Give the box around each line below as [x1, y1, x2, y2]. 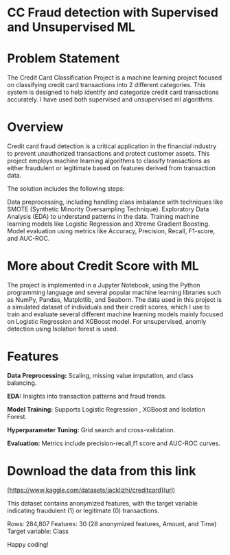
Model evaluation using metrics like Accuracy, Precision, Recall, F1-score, [7, 227, 216, 235]
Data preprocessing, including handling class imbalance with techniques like [7, 198, 223, 206]
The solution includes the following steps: [7, 185, 125, 193]
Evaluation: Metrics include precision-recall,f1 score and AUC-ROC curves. [7, 439, 221, 447]
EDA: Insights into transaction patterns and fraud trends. [7, 392, 167, 400]
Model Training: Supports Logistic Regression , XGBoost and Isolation [7, 405, 206, 413]
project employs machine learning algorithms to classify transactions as [7, 156, 211, 165]
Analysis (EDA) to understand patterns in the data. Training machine [7, 213, 199, 221]
